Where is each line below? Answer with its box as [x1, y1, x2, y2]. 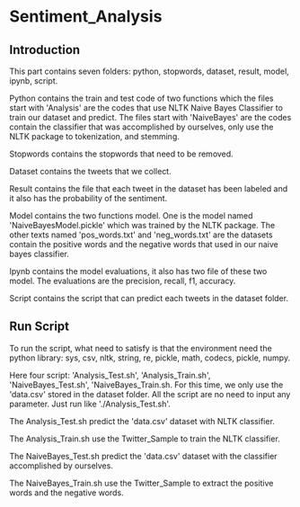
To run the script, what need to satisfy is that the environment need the [9, 342, 272, 353]
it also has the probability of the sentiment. [9, 193, 168, 203]
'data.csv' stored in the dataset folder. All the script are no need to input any [9, 388, 291, 399]
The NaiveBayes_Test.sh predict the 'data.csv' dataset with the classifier [9, 450, 278, 461]
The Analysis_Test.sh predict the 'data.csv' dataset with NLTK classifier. [9, 415, 276, 426]
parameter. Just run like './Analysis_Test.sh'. [9, 398, 171, 409]
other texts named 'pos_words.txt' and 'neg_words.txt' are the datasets [9, 229, 273, 240]
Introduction [9, 42, 81, 58]
